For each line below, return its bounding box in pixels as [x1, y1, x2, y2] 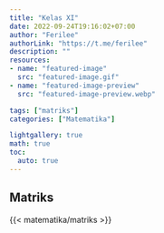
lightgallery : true [9, 131, 83, 140]
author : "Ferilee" [9, 30, 79, 39]
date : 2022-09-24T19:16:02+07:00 [9, 22, 136, 31]
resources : [9, 56, 51, 65]
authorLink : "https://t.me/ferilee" [9, 38, 148, 48]
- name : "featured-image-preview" [9, 81, 140, 90]
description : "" [9, 47, 71, 56]
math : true [9, 139, 51, 148]
